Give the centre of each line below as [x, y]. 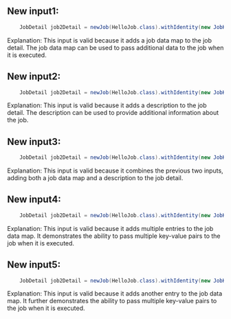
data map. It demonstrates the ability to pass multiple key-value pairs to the [114, 236]
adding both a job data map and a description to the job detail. [95, 178]
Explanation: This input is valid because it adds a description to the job [107, 105]
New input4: [34, 200]
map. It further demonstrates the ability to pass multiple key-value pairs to [112, 301]
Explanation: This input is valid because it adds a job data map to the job [109, 40]
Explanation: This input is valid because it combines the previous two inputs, [115, 170]
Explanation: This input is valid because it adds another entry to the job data [115, 294]
